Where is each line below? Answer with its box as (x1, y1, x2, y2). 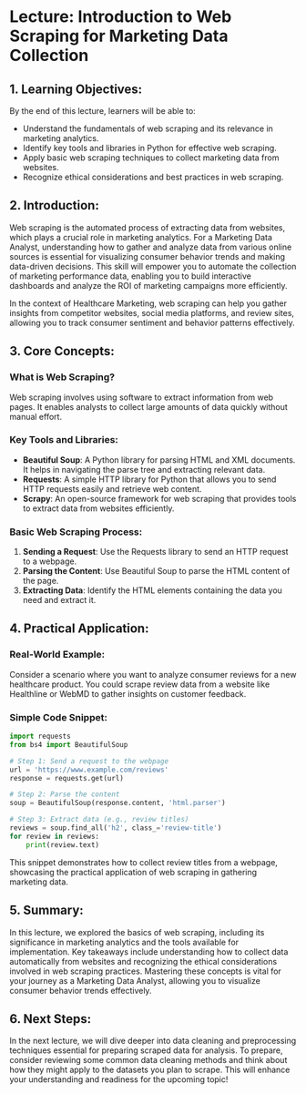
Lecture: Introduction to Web (9, 6, 232, 27)
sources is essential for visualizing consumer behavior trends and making (9, 250, 285, 261)
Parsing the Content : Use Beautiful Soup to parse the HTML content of (22, 566, 291, 577)
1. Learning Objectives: (9, 81, 143, 97)
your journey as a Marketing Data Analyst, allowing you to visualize (9, 975, 261, 986)
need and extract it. (22, 595, 97, 606)
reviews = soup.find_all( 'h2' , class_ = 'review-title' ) (9, 823, 222, 833)
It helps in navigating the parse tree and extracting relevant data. (22, 464, 266, 475)
